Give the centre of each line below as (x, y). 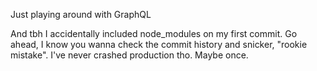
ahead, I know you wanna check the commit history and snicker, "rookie (159, 44)
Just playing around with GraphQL (81, 14)
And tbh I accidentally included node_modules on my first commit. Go (154, 33)
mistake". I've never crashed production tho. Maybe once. (129, 55)
